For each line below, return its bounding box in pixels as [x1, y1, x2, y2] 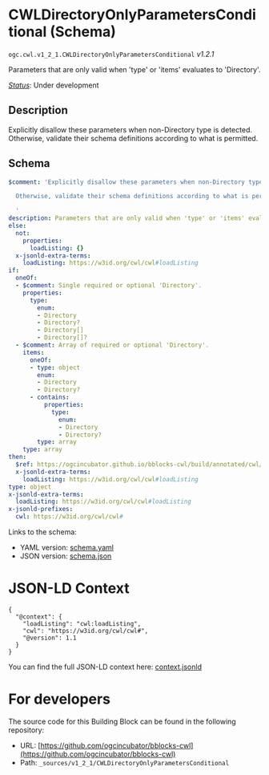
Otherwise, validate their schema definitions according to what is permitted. [8, 133, 259, 143]
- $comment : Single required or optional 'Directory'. [15, 282, 203, 290]
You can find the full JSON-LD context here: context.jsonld [8, 662, 203, 672]
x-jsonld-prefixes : [8, 505, 74, 513]
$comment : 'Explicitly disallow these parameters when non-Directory [8, 178, 246, 186]
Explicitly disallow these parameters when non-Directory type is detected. [8, 124, 252, 134]
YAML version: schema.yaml [19, 543, 114, 553]
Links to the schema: [8, 527, 78, 537]
